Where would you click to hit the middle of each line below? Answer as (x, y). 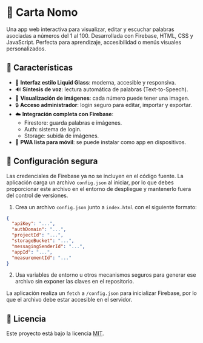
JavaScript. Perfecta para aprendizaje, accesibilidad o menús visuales (94, 42)
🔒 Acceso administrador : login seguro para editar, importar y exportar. (103, 105)
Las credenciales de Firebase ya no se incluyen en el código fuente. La (95, 176)
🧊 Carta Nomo (42, 12)
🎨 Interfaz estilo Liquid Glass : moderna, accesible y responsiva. (95, 82)
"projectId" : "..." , (38, 235)
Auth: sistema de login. (53, 129)
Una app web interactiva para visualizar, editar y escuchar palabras (90, 29)
